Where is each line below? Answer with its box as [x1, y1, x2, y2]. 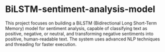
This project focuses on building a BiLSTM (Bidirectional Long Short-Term [5, 20, 157, 26]
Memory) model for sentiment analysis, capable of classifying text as [5, 25, 147, 31]
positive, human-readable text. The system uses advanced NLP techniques [5, 36, 160, 42]
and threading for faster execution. [5, 41, 77, 47]
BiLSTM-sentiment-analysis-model [5, 3, 155, 15]
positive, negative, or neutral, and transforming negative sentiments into [5, 30, 153, 36]
